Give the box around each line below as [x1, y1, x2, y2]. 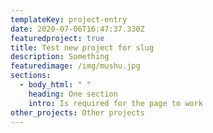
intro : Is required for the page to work [28, 98, 203, 108]
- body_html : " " [19, 80, 92, 90]
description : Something [10, 52, 110, 62]
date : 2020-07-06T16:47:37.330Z [10, 24, 145, 34]
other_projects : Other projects [10, 107, 145, 118]
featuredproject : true [10, 33, 105, 43]
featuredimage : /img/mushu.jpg [10, 61, 141, 71]
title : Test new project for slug [10, 42, 155, 53]
